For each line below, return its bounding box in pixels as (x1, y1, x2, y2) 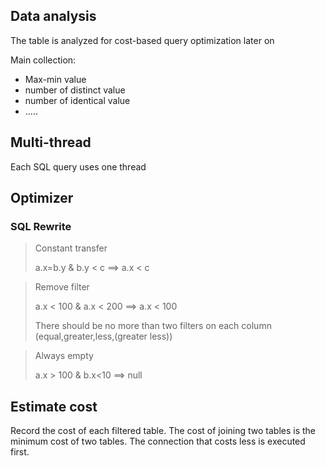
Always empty (34, 350, 94, 362)
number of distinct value (24, 84, 126, 96)
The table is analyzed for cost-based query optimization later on (10, 34, 275, 46)
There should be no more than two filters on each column (34, 320, 272, 332)
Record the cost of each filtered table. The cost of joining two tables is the (10, 425, 317, 437)
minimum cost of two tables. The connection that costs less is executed (10, 435, 306, 448)
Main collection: (10, 54, 77, 66)
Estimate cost (10, 398, 98, 415)
